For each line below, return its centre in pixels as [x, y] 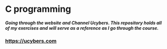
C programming [38, 9]
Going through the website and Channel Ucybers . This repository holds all [83, 23]
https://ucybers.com [31, 41]
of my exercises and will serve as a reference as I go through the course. [82, 28]
